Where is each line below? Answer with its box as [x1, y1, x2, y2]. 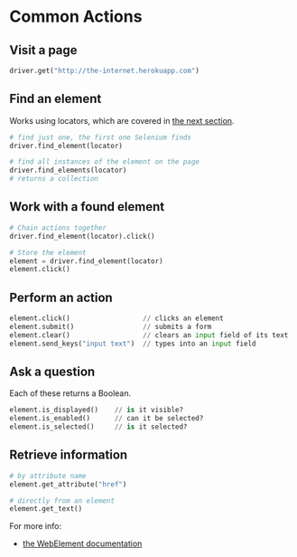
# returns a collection [9, 175, 99, 184]
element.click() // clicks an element [9, 314, 224, 323]
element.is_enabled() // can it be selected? [9, 414, 204, 423]
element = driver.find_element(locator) [9, 256, 164, 266]
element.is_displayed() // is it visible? [9, 405, 183, 415]
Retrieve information [9, 448, 128, 463]
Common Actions [9, 6, 143, 27]
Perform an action [9, 289, 113, 305]
